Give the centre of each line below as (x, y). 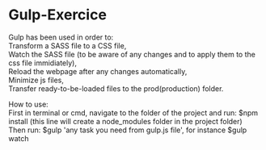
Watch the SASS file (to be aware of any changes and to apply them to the (132, 54)
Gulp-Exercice (58, 15)
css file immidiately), (42, 63)
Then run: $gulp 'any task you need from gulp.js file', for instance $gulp (128, 130)
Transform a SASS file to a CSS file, (68, 45)
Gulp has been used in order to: (61, 37)
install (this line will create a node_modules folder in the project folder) (125, 121)
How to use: (28, 104)
